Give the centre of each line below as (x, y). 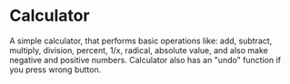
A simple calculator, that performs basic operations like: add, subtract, (141, 41)
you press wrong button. (55, 70)
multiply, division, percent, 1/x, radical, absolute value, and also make (139, 50)
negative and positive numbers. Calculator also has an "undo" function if (145, 60)
